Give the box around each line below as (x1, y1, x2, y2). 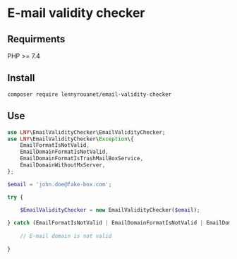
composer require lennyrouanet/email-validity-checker (7, 90, 172, 98)
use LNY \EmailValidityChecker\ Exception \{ (7, 135, 134, 143)
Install (7, 72, 35, 84)
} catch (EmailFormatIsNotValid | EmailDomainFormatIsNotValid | (7, 219, 203, 227)
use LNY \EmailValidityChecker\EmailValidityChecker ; (7, 128, 166, 135)
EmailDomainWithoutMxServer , (20, 162, 106, 169)
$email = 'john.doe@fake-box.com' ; (7, 181, 112, 188)
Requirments (7, 33, 66, 45)
